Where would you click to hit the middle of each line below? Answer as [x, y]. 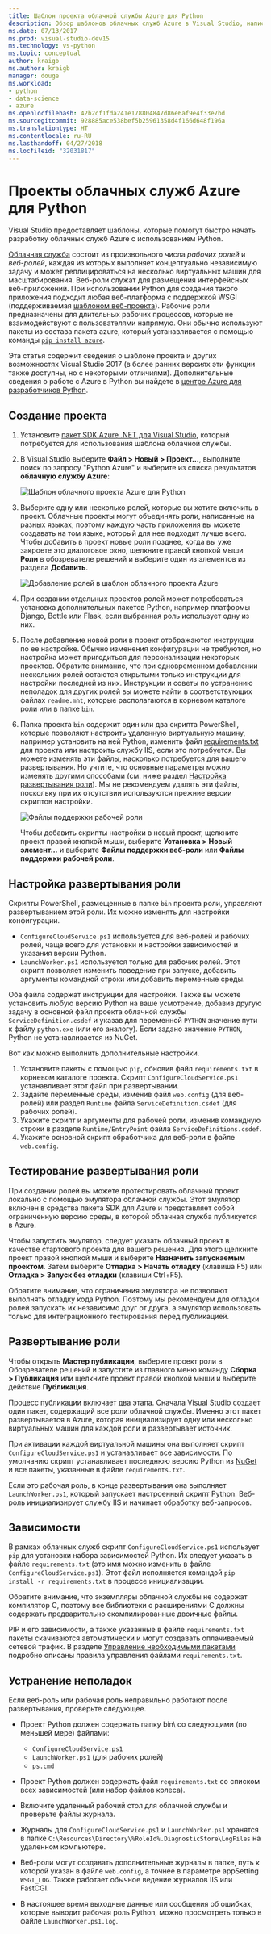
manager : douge [34, 76]
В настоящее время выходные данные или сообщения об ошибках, [136, 1904]
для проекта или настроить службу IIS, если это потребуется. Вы [133, 750]
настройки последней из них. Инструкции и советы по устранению [136, 683]
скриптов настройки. [56, 802]
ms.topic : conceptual [45, 53]
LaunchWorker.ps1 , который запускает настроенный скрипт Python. [123, 1493]
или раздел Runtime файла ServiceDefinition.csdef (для [141, 1103]
